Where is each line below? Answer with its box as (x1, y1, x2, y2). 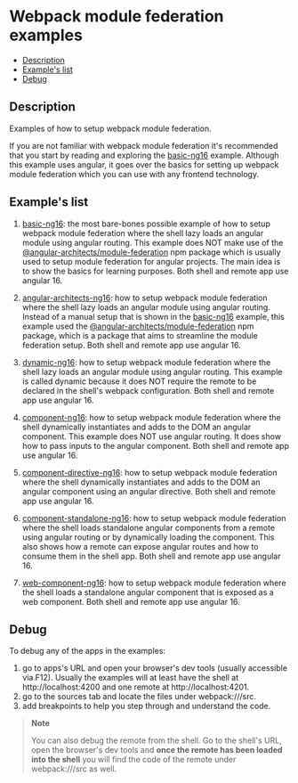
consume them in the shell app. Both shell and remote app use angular (21, 551, 281, 561)
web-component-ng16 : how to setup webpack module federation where (21, 577, 286, 588)
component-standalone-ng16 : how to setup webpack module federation (21, 512, 286, 523)
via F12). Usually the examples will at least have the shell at (21, 673, 239, 683)
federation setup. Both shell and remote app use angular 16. (21, 339, 242, 350)
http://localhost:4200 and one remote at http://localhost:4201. (21, 681, 250, 692)
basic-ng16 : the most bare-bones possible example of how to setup (21, 218, 271, 229)
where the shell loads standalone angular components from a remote (21, 522, 276, 533)
